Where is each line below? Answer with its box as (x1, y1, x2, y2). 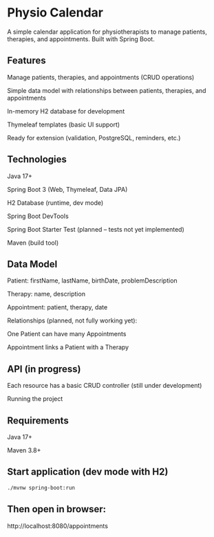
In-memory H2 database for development (7, 107, 125, 115)
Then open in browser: (7, 503, 107, 515)
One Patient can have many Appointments (7, 330, 127, 338)
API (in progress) (7, 363, 81, 375)
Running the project (7, 395, 63, 403)
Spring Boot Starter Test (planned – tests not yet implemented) (7, 225, 184, 233)
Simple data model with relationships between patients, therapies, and (7, 86, 206, 94)
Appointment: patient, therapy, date (7, 303, 108, 311)
